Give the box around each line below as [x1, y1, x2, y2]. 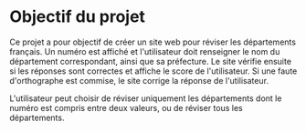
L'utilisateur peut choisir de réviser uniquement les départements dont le [9, 93, 282, 104]
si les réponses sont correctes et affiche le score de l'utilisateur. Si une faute [9, 66, 298, 76]
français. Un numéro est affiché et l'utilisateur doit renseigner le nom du [9, 46, 280, 56]
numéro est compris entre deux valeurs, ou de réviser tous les [9, 102, 244, 113]
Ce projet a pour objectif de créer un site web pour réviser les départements [9, 36, 297, 47]
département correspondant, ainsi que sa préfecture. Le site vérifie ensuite [9, 56, 292, 66]
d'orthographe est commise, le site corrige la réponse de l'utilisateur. [9, 75, 269, 86]
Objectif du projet [9, 6, 146, 27]
